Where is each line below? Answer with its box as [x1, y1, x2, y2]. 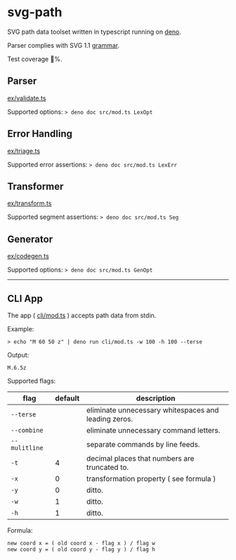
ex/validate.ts [7, 94, 46, 102]
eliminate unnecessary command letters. [86, 426, 221, 435]
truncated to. [86, 462, 129, 472]
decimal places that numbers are [86, 454, 195, 463]
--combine [11, 426, 44, 434]
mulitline [11, 444, 44, 452]
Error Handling [7, 128, 72, 140]
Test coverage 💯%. [7, 54, 63, 63]
